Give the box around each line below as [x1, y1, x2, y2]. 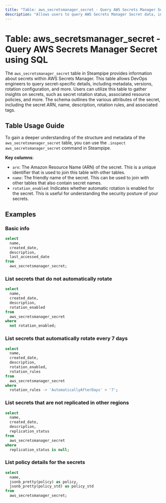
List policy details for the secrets [5, 459, 85, 466]
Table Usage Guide [5, 122, 65, 130]
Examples [5, 210, 36, 218]
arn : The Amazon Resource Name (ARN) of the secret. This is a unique [12, 164, 157, 170]
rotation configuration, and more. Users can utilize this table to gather [5, 86, 147, 92]
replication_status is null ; [9, 447, 70, 452]
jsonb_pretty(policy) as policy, [9, 479, 79, 484]
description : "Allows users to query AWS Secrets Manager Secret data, [5, 12, 156, 17]
